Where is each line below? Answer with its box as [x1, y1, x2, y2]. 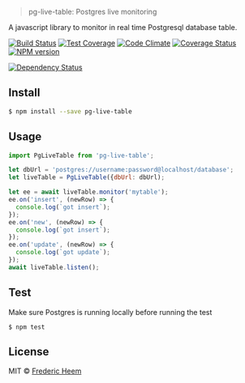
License [8, 344, 49, 359]
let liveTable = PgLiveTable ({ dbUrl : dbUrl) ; [8, 173, 165, 181]
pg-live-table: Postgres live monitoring [28, 7, 157, 16]
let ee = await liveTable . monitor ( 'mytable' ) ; [8, 188, 169, 197]
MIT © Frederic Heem [8, 366, 82, 376]
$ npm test [8, 323, 45, 331]
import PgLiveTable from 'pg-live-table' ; [8, 151, 154, 160]
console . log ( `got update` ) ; [15, 249, 111, 257]
